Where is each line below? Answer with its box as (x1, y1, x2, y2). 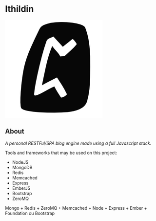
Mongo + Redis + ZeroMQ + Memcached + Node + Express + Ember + (5, 205, 147, 211)
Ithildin (5, 3, 34, 15)
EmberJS (12, 185, 31, 191)
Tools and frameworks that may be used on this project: (5, 150, 117, 155)
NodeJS (12, 159, 29, 165)
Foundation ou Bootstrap (5, 210, 55, 216)
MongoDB (12, 164, 33, 170)
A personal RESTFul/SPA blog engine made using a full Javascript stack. (5, 140, 152, 146)
